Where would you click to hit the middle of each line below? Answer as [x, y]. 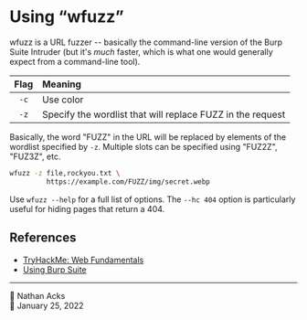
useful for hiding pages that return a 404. [87, 208]
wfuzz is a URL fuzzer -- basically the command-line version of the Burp [146, 42]
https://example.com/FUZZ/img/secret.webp [128, 181]
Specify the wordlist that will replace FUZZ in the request [164, 114]
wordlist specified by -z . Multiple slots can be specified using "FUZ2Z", [143, 146]
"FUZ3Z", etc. [35, 156]
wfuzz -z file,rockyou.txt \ [65, 173]
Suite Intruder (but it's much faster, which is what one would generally [141, 51]
